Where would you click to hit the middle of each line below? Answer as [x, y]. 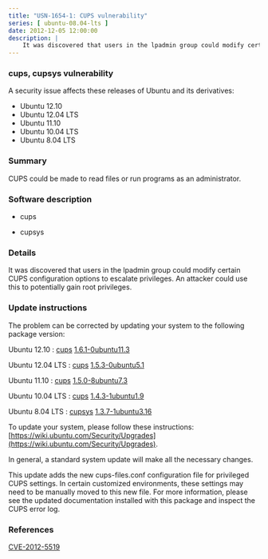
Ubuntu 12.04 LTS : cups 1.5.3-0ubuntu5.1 [77, 365]
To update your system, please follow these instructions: [101, 427]
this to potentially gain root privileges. [70, 287]
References [31, 529]
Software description [50, 199]
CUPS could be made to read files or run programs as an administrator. [125, 178]
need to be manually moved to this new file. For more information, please [128, 492]
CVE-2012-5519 [34, 547]
